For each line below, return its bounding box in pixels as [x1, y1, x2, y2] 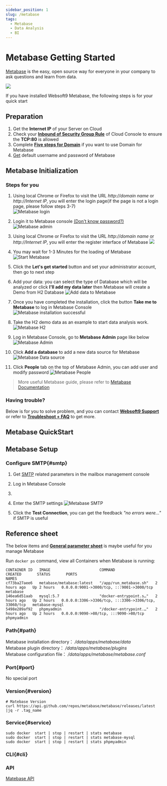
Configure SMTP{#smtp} [5, 460, 68, 467]
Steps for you [5, 181, 39, 188]
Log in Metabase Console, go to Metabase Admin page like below [12, 334, 150, 340]
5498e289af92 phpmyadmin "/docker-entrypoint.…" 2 [5, 607, 158, 612]
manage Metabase [5, 548, 44, 554]
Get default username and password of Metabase [12, 152, 115, 158]
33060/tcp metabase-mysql [5, 602, 64, 607]
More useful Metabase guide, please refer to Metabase [17, 379, 132, 385]
